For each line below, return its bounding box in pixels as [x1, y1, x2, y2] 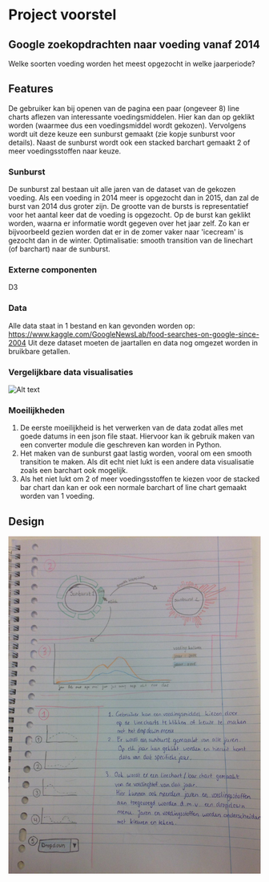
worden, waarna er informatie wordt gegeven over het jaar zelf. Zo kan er [8, 218, 250, 228]
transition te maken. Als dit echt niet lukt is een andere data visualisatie [19, 457, 255, 467]
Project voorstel [8, 6, 117, 24]
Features [8, 82, 54, 96]
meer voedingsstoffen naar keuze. [8, 146, 122, 156]
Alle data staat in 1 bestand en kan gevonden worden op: [8, 321, 195, 330]
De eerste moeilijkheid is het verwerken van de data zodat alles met [19, 423, 243, 433]
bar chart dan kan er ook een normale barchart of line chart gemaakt [19, 483, 247, 492]
